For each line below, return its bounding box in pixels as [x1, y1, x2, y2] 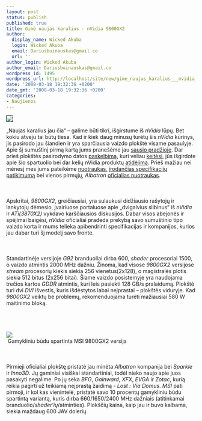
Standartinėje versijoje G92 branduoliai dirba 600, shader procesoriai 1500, [6, 254, 192, 262]
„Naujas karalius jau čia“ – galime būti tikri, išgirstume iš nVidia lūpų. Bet [6, 127, 185, 134]
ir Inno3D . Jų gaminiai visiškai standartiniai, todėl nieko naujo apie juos [6, 369, 182, 376]
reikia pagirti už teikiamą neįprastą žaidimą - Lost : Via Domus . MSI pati [6, 382, 183, 389]
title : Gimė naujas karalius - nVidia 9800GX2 [6, 25, 125, 32]
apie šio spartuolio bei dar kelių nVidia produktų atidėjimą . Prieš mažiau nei [6, 159, 192, 166]
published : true [6, 20, 47, 26]
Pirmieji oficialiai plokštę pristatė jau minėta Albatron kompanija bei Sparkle [6, 363, 193, 370]
